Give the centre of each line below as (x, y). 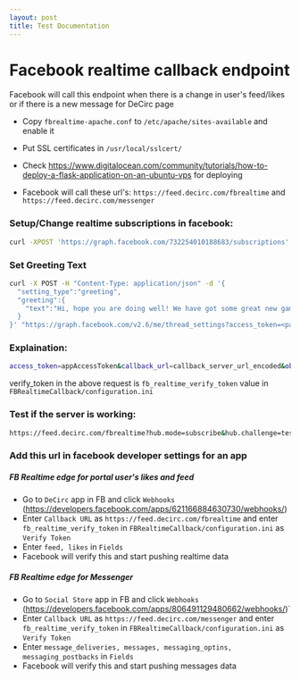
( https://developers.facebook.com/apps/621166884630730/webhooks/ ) (154, 509)
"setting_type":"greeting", (70, 291)
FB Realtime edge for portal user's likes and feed (102, 477)
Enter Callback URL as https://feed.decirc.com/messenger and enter (148, 618)
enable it (38, 131)
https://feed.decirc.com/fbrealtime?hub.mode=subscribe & (117, 433)
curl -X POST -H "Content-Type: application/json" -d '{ (117, 283)
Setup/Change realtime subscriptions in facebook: (121, 223)
